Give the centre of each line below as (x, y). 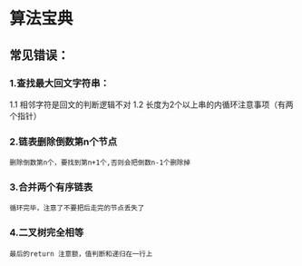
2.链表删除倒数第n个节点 (63, 142)
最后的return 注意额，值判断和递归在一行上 (81, 254)
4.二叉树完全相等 (47, 232)
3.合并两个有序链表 (51, 187)
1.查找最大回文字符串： (60, 83)
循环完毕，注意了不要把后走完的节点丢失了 (77, 208)
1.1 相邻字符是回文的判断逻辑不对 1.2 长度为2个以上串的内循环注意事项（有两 (151, 104)
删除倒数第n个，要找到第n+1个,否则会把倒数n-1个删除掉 (100, 163)
